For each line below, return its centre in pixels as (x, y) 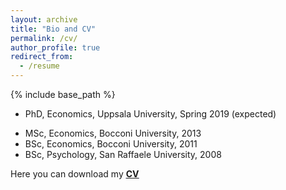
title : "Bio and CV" (53, 29)
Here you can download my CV (75, 174)
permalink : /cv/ (44, 38)
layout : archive (44, 19)
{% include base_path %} (63, 94)
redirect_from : (42, 57)
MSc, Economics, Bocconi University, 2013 (113, 133)
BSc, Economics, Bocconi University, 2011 (111, 144)
